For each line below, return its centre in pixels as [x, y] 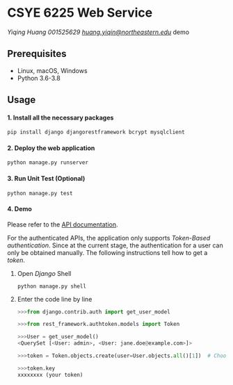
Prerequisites [37, 54]
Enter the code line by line [55, 299]
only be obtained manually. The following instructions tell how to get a [107, 252]
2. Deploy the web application [51, 148]
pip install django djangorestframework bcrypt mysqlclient [96, 132]
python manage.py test [40, 193]
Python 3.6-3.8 [39, 78]
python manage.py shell [52, 286]
